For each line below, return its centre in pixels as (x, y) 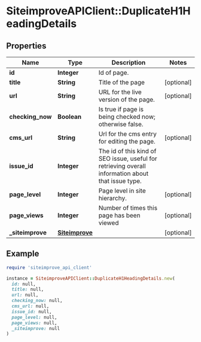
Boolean (70, 117)
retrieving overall (122, 166)
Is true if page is (121, 109)
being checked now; (127, 117)
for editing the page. (127, 141)
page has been (119, 215)
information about (124, 173)
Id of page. (114, 73)
